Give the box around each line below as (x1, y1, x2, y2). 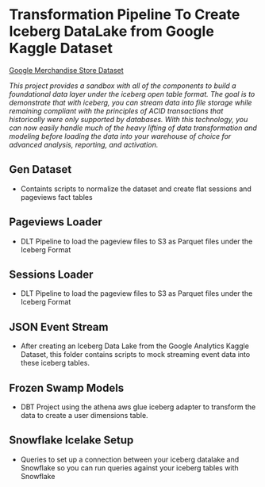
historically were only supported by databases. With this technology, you (9, 114, 248, 124)
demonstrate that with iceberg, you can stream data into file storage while (9, 98, 252, 107)
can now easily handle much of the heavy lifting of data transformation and (9, 123, 257, 132)
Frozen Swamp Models (9, 381, 125, 394)
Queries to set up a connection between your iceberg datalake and (20, 454, 240, 464)
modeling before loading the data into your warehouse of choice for (9, 131, 232, 140)
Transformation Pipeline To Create (9, 6, 240, 24)
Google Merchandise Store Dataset (9, 65, 124, 75)
